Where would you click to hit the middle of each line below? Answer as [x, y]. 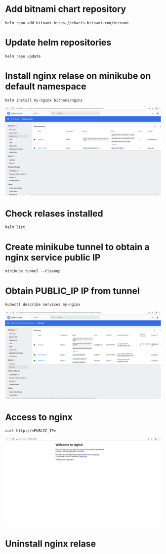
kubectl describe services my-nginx [43, 305]
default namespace [46, 86]
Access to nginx [39, 417]
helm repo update [23, 56]
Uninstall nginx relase [51, 544]
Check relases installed [54, 213]
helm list [15, 227]
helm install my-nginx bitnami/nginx [44, 100]
